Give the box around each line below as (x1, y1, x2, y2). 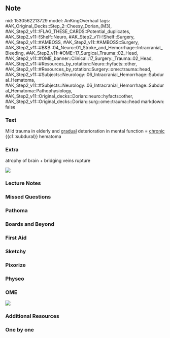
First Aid (5, 234, 27, 242)
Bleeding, (5, 50, 25, 56)
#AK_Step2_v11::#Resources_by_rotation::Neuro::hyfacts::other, (5, 60, 137, 66)
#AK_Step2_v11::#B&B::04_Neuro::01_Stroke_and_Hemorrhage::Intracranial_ (5, 44, 163, 50)
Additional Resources (5, 313, 59, 319)
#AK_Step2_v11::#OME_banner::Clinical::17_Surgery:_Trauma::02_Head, (5, 55, 153, 61)
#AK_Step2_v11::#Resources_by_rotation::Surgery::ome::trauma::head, (5, 66, 152, 72)
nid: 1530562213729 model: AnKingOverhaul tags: (5, 17, 110, 23)
